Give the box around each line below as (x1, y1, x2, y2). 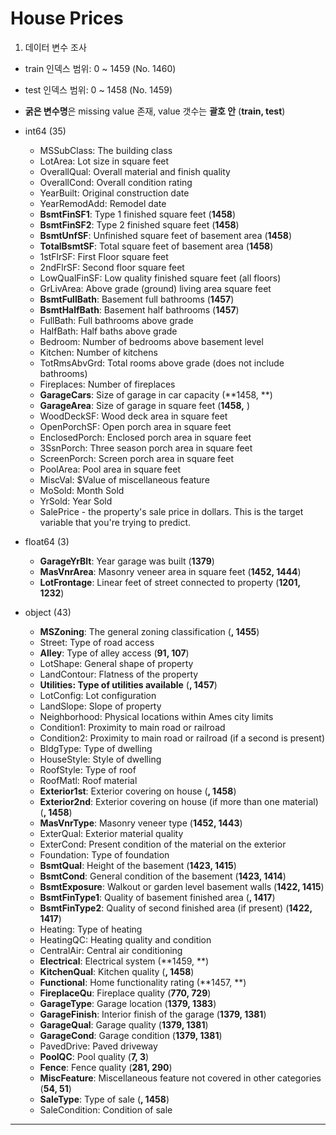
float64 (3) (24, 535, 70, 547)
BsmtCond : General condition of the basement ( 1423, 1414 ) (39, 870, 287, 882)
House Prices (10, 7, 124, 30)
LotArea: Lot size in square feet (39, 155, 170, 167)
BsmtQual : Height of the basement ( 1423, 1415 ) (39, 859, 237, 871)
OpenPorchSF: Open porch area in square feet (39, 420, 232, 432)
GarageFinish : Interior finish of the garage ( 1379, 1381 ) (39, 1008, 267, 1020)
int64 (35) (24, 125, 67, 137)
